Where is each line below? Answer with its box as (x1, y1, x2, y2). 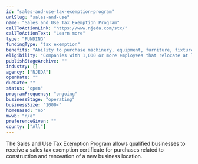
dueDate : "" (6, 80, 35, 86)
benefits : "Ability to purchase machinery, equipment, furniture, (6, 47, 173, 53)
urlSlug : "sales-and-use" (6, 14, 70, 20)
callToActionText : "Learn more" (6, 31, 85, 37)
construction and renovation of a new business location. (6, 153, 143, 159)
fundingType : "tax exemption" (6, 42, 81, 48)
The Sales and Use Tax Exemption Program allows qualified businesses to (6, 140, 186, 147)
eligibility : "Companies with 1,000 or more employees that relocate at (6, 53, 189, 58)
